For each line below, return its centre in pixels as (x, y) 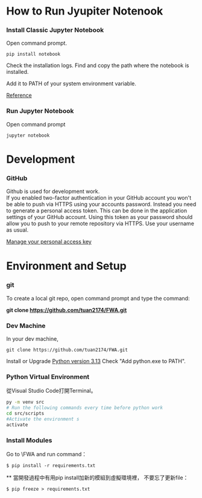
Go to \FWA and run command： (47, 454)
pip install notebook (33, 54)
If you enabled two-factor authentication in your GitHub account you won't (99, 198)
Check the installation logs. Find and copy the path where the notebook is (98, 65)
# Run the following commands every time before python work (85, 408)
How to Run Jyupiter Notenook (85, 11)
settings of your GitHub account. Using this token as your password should (99, 217)
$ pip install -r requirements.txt (51, 466)
